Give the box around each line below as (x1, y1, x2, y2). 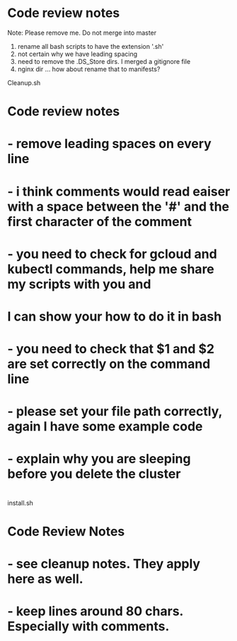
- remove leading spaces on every (7, 136, 212, 152)
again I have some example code (7, 418, 203, 435)
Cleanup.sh (7, 78, 41, 87)
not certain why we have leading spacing (17, 50, 138, 58)
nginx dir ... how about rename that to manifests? (17, 65, 161, 73)
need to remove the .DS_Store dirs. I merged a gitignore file (17, 57, 191, 65)
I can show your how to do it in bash (7, 308, 222, 324)
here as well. (7, 571, 83, 586)
